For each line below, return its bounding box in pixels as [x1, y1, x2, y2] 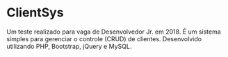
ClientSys [6, 5, 64, 21]
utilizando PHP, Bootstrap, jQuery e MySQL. [6, 42, 132, 50]
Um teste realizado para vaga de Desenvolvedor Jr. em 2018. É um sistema [6, 27, 222, 36]
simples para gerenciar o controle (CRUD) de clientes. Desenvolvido [6, 34, 202, 43]
